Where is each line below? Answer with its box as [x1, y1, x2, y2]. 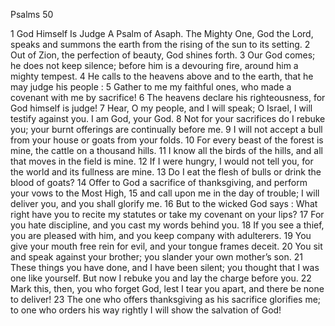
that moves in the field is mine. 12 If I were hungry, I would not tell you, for [10, 155, 314, 167]
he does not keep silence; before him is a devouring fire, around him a [10, 60, 299, 71]
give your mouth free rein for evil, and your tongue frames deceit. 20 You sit [10, 240, 323, 252]
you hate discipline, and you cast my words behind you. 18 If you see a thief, [10, 219, 325, 231]
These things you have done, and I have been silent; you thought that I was [10, 262, 320, 273]
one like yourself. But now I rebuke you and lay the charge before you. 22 [10, 272, 312, 284]
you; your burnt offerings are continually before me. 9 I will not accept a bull [10, 124, 323, 135]
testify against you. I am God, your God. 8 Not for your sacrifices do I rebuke [10, 113, 326, 124]
